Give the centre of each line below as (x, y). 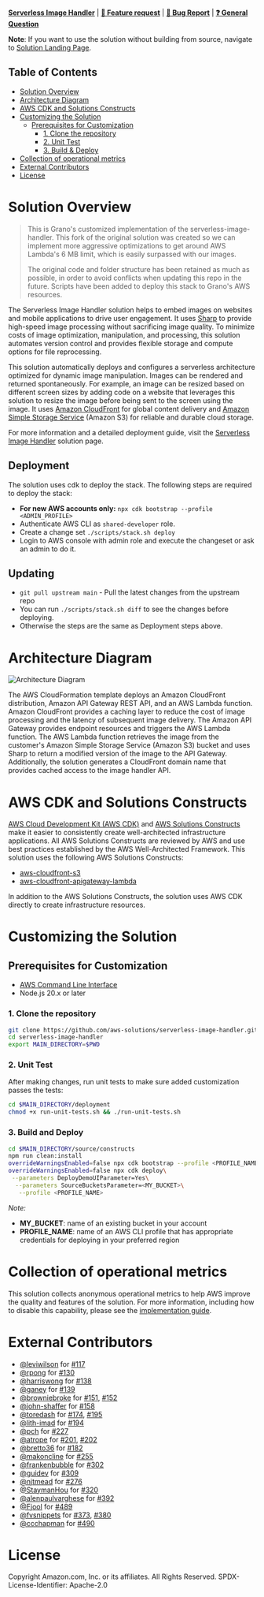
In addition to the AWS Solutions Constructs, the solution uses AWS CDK (125, 897)
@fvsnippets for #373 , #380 (65, 1515)
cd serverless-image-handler (56, 1037)
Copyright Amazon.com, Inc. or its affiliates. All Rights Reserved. (112, 1576)
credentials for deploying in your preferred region (99, 1240)
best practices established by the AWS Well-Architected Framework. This (127, 849)
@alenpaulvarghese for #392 (67, 1498)
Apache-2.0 (89, 1585)
